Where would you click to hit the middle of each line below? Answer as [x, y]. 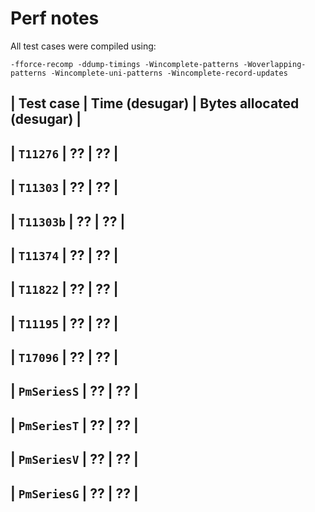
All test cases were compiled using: [83, 46]
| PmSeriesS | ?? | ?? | [74, 391]
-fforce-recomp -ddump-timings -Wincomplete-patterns [125, 64]
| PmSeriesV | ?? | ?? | [74, 459]
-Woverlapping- [275, 64]
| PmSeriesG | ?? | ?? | [74, 493]
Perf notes [55, 18]
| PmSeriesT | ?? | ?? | [74, 425]
